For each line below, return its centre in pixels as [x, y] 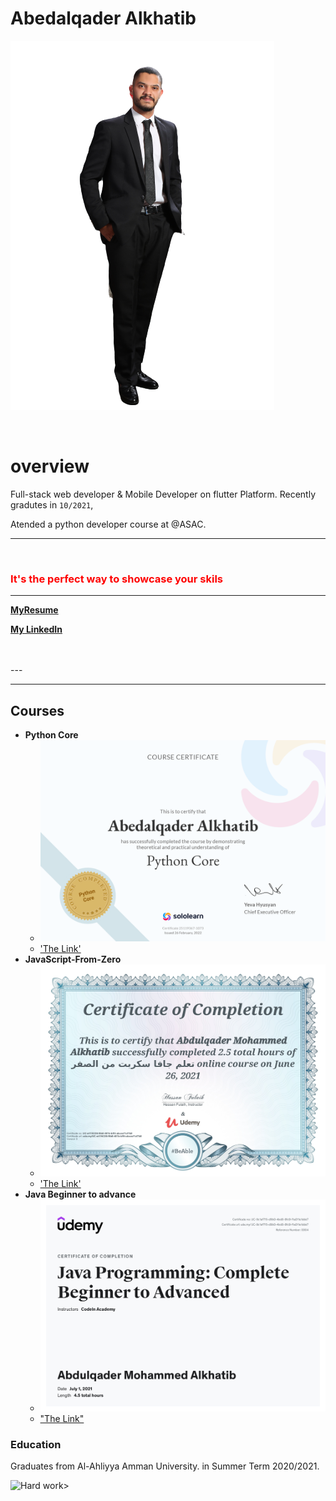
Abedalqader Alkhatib [103, 18]
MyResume [34, 610]
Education [36, 1445]
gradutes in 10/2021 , [52, 504]
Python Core [51, 734]
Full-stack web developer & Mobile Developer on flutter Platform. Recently [163, 494]
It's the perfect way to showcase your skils [116, 579]
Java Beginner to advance [80, 1194]
